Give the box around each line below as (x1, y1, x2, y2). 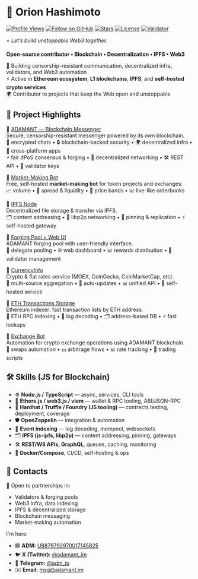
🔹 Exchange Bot (6, 333, 46, 340)
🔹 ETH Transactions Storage (6, 299, 75, 306)
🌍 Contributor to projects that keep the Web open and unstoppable (6, 90, 171, 97)
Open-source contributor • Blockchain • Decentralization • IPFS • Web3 (6, 50, 185, 58)
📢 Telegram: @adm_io (14, 559, 70, 567)
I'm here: (6, 530, 28, 537)
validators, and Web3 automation (6, 68, 87, 75)
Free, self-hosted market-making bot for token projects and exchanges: (6, 180, 183, 187)
